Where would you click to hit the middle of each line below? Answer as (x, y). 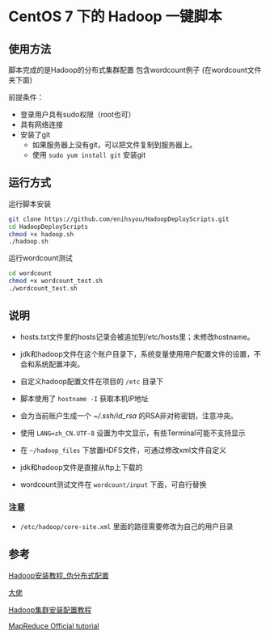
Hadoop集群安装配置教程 (50, 609)
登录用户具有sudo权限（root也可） (78, 114)
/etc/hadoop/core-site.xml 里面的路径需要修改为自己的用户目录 (127, 527)
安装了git (35, 135)
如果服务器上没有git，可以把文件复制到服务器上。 (114, 145)
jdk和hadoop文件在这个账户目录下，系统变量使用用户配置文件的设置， (137, 353)
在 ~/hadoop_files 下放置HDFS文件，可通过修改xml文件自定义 (123, 450)
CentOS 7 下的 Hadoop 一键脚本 (115, 17)
